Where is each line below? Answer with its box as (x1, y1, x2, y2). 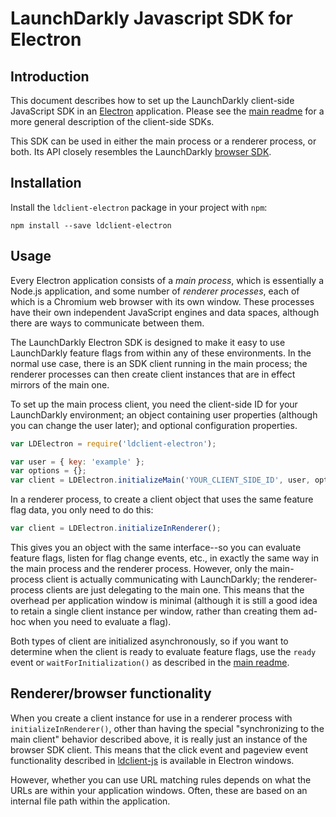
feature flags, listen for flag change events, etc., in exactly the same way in (10, 552, 319, 564)
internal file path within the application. (10, 795, 171, 807)
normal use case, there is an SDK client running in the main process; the (10, 357, 308, 369)
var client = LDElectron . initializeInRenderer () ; (10, 523, 222, 534)
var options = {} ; (10, 466, 87, 476)
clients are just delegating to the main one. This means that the (45, 584, 305, 596)
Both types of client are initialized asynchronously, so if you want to (10, 635, 289, 647)
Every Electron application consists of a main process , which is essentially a (10, 274, 325, 286)
